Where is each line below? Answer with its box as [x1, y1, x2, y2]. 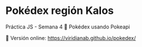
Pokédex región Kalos [5, 4, 114, 17]
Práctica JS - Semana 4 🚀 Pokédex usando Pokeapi [5, 23, 130, 30]
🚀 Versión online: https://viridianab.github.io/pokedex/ [5, 34, 136, 41]
